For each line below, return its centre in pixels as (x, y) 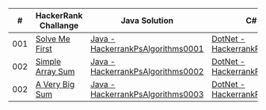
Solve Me (53, 39)
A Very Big (55, 84)
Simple (48, 61)
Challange (59, 25)
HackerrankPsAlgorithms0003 (147, 94)
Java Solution (147, 21)
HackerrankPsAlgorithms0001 (147, 49)
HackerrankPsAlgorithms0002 (147, 72)
